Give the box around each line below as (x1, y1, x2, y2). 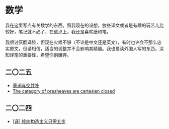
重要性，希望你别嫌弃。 (22, 51, 71, 58)
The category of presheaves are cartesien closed (12, 88, 115, 94)
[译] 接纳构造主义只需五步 (12, 118, 66, 124)
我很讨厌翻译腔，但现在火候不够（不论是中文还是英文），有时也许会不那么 (5, 39, 157, 45)
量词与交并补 (12, 82, 39, 88)
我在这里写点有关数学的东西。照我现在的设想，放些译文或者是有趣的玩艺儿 (5, 22, 159, 28)
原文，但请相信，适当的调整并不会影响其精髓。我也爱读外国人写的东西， (9, 45, 159, 51)
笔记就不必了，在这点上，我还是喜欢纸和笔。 (18, 28, 111, 34)
